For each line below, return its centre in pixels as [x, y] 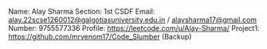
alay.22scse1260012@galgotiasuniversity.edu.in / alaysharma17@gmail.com [133, 20]
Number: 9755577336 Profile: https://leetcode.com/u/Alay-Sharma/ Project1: [134, 28]
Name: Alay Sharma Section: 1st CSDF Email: [82, 11]
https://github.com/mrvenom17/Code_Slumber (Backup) [100, 36]
